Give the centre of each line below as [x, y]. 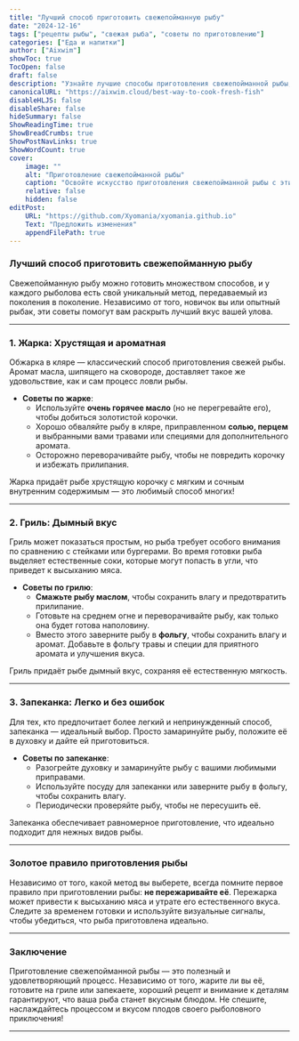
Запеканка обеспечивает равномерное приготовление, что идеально [142, 822]
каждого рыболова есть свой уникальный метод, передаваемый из [138, 292]
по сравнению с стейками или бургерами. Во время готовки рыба [136, 552]
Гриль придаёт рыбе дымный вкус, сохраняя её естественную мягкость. [148, 671]
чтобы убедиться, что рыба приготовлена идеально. [109, 920]
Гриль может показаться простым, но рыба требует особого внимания [145, 542]
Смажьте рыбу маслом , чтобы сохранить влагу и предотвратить [161, 597]
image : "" [44, 166]
